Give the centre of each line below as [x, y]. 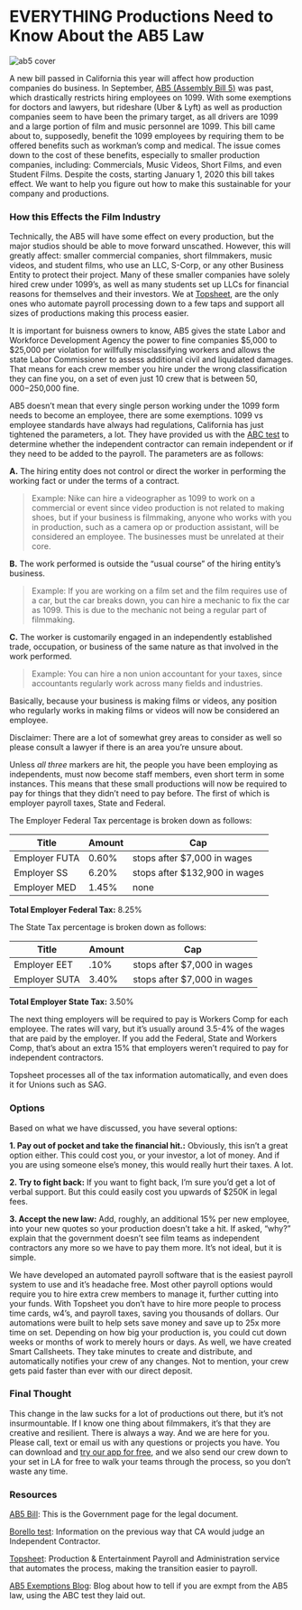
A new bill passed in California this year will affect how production [132, 78]
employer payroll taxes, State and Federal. [88, 803]
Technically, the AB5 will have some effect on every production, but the [142, 237]
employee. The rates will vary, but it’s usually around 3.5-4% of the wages [147, 1029]
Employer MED [45, 888]
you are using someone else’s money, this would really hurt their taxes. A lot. [151, 1164]
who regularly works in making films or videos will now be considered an [144, 711]
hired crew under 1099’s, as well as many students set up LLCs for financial [149, 284]
